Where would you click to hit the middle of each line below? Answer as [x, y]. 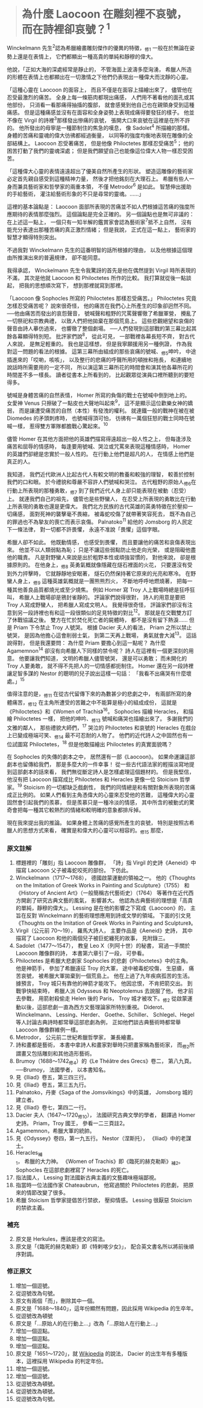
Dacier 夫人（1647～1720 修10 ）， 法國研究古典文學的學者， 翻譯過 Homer [105, 1115]
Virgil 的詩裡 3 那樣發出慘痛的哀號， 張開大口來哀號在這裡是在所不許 [107, 119]
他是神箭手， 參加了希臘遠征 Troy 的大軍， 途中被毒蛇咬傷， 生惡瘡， [101, 968]
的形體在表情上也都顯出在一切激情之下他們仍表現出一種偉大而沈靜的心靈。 [99, 77]
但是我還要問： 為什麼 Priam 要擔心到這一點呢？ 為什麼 [98, 642]
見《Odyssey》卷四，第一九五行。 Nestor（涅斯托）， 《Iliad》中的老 [101, 1138]
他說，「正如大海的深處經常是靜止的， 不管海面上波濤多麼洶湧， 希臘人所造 [99, 69]
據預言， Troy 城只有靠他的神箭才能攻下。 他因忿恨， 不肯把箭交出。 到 [104, 983]
